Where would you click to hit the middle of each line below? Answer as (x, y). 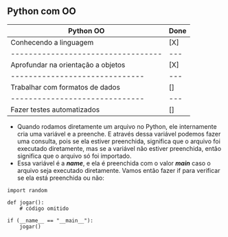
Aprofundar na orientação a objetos (68, 65)
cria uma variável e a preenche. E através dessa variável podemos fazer (119, 134)
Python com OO (42, 11)
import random (27, 190)
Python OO (86, 30)
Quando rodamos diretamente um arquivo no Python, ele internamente (117, 126)
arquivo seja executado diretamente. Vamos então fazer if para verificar (118, 170)
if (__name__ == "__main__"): (50, 220)
